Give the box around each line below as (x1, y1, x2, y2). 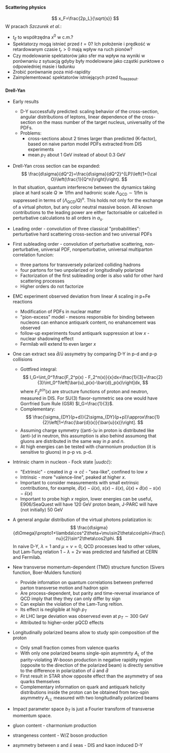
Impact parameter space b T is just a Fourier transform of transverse (12, 706, 155, 713)
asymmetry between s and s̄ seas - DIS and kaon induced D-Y (12, 742, 143, 748)
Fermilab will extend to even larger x (20, 341, 96, 347)
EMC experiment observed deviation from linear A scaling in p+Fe (12, 293, 151, 299)
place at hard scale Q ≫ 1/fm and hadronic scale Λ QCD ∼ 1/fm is (12, 190, 148, 197)
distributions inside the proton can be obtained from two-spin (20, 689, 149, 695)
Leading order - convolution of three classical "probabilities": (12, 226, 141, 232)
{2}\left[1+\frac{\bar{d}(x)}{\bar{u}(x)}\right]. (42, 419, 137, 425)
